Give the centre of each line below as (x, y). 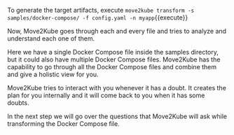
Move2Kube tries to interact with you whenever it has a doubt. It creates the (117, 88)
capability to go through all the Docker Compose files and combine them (112, 67)
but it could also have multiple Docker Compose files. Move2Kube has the (114, 59)
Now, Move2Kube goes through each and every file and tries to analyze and (117, 31)
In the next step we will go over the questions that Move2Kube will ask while (117, 116)
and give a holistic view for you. (53, 74)
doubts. (18, 103)
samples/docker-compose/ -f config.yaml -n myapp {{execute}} (98, 17)
